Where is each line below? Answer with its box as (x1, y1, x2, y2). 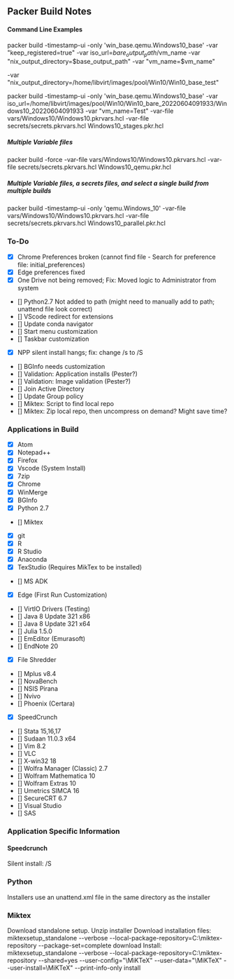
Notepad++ (17, 448, 51, 457)
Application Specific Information (7, 827, 120, 837)
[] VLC (17, 750, 36, 758)
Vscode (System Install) (17, 464, 86, 473)
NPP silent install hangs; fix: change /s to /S (17, 348, 143, 356)
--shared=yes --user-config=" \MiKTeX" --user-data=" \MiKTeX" (38, 956, 222, 964)
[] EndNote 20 (17, 642, 59, 651)
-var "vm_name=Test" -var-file (85, 107, 174, 115)
